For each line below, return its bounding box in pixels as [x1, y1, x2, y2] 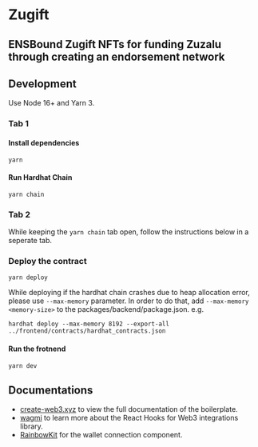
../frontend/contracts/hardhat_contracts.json [8, 327, 166, 335]
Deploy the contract [8, 255, 87, 266]
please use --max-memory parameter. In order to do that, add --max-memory [8, 296, 249, 305]
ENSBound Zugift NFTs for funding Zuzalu [8, 38, 222, 51]
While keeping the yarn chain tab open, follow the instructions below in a [8, 227, 249, 237]
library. [19, 421, 44, 431]
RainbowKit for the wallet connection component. [19, 430, 183, 440]
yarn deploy [8, 273, 48, 281]
